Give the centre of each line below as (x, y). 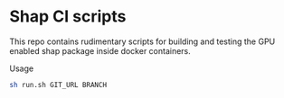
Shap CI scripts (68, 17)
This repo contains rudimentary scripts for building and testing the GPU (142, 41)
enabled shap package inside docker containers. (100, 50)
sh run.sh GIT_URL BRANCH (58, 85)
